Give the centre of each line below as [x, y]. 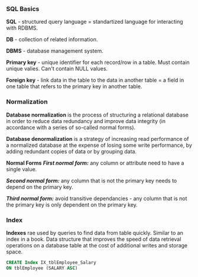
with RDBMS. [22, 28]
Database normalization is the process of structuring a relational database [98, 115]
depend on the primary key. [40, 187]
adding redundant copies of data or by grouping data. [72, 151]
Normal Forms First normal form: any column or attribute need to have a [95, 163]
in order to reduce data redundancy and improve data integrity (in [86, 121]
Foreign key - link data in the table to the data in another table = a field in [95, 80]
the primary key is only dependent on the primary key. [72, 204]
